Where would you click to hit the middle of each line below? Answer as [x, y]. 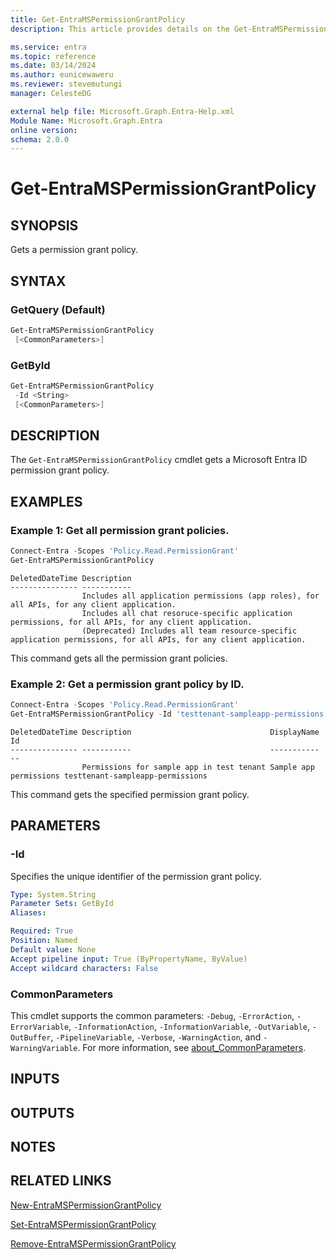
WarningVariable [44, 1048]
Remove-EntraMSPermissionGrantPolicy [93, 1243]
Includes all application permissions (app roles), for [200, 596]
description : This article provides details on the [120, 29]
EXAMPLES [46, 501]
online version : [44, 130]
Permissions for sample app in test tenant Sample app [198, 767]
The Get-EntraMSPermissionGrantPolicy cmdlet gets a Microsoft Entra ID [159, 460]
